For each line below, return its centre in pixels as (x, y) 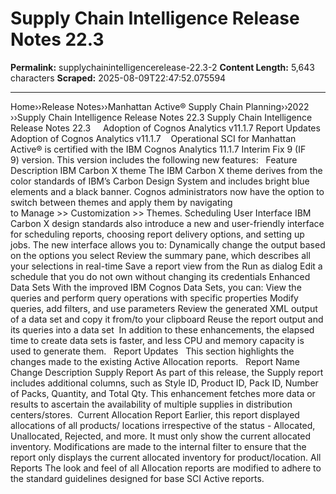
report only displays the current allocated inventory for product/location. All (166, 457)
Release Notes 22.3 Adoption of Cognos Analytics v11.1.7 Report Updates (165, 128)
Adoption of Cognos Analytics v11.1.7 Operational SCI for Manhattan (153, 138)
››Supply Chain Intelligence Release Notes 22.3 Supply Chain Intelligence (161, 117)
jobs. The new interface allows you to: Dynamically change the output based (168, 244)
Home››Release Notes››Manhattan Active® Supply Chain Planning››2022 (160, 106)
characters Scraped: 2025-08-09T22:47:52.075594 (118, 78)
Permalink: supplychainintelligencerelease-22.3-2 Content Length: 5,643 (162, 67)
